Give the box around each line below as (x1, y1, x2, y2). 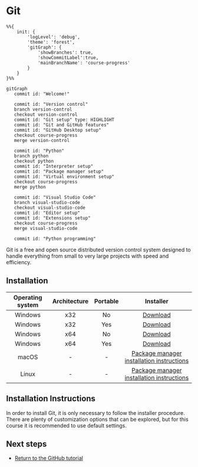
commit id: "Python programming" (14, 235, 96, 242)
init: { (16, 28, 35, 35)
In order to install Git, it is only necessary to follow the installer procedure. (6, 409, 186, 416)
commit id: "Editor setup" (14, 210, 81, 216)
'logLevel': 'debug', (27, 34, 81, 40)
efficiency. (6, 258, 32, 265)
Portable (94, 297, 119, 305)
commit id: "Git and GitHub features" (14, 122, 110, 128)
